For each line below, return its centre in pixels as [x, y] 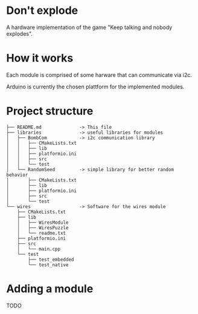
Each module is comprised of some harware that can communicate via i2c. [99, 75]
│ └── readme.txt [42, 233]
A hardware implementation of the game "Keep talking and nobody [89, 27]
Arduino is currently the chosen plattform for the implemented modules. [95, 87]
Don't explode [42, 11]
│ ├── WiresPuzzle [43, 227]
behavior [17, 175]
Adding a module [50, 289]
